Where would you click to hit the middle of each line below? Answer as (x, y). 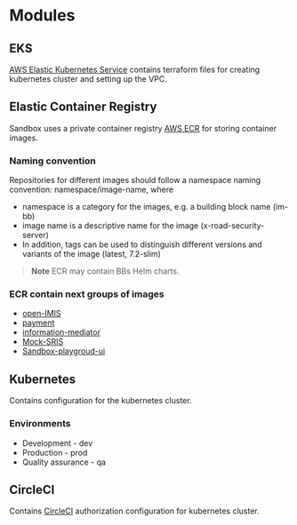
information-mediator (61, 332)
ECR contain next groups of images (87, 294)
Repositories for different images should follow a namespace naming (135, 180)
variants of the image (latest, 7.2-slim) (92, 254)
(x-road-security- (233, 226)
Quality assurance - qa (64, 462)
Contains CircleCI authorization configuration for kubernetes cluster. (134, 511)
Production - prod (55, 452)
